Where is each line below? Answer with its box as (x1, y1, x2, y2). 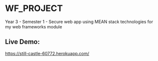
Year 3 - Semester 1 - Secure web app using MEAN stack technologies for (5, 19, 153, 24)
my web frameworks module (5, 24, 62, 29)
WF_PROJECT (5, 3, 63, 14)
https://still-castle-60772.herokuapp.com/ (5, 50, 89, 56)
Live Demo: (5, 38, 40, 46)
